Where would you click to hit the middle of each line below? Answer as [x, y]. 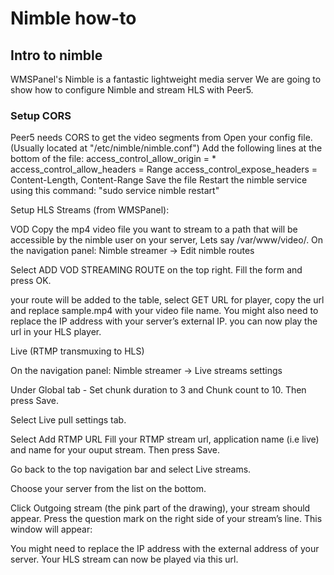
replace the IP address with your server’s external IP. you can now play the [164, 321]
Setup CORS [41, 115]
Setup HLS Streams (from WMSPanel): [90, 210]
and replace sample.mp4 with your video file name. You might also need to [164, 311]
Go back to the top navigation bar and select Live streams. [131, 469]
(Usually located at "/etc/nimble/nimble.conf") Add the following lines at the [166, 148]
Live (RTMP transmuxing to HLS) [77, 351]
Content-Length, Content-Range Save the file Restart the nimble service [159, 180]
